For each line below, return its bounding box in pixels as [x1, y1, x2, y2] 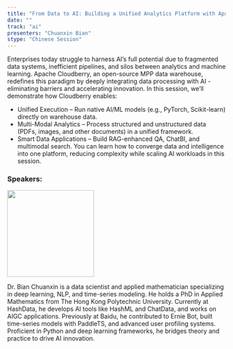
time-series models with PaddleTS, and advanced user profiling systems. [7, 320, 216, 328]
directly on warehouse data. [17, 112, 98, 121]
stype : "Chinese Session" [7, 36, 82, 43]
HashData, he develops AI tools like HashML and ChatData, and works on [7, 305, 217, 313]
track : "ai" [7, 23, 42, 30]
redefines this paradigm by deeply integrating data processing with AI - [7, 77, 212, 85]
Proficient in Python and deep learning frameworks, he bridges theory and [7, 327, 220, 335]
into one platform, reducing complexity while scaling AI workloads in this [17, 150, 225, 158]
